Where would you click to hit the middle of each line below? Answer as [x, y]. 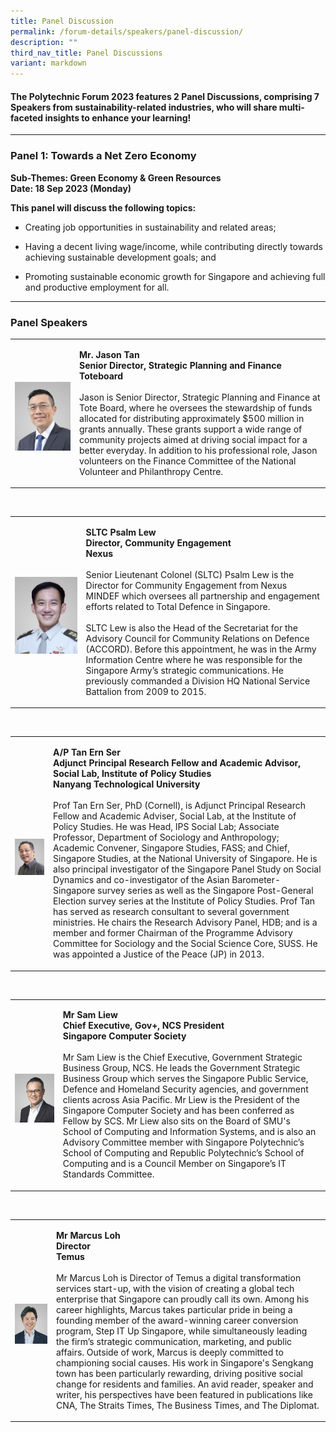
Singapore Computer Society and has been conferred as [178, 1111]
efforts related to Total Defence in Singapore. [178, 606]
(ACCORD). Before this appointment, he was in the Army [201, 649]
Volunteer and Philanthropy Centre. [151, 471]
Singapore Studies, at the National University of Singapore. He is [185, 859]
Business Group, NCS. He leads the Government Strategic [181, 1068]
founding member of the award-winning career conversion [177, 1320]
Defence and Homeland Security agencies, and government [185, 1089]
